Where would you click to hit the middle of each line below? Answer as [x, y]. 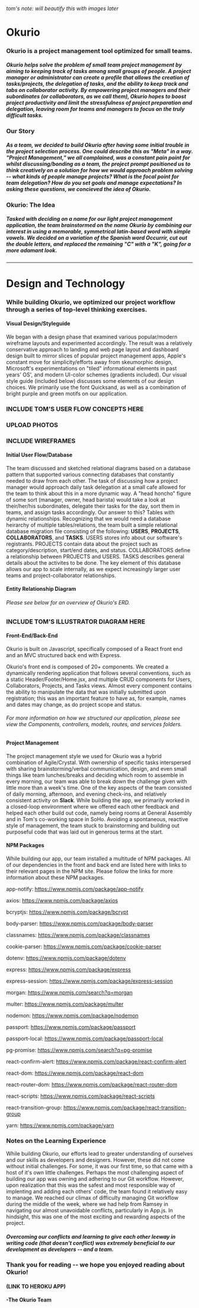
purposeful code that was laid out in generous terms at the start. [85, 832]
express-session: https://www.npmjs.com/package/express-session [90, 981]
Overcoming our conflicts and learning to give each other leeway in [91, 1236]
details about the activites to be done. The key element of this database [94, 563]
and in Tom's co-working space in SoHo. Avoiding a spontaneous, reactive [97, 819]
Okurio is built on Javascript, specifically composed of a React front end [94, 649]
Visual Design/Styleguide [38, 324]
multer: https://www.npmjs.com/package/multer [65, 1004]
